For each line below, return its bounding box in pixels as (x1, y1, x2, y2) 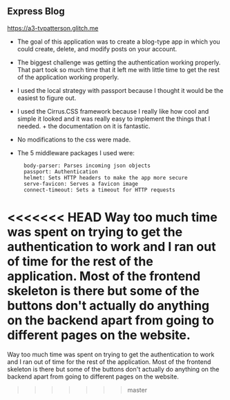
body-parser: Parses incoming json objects (23, 162, 151, 169)
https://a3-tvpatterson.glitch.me (7, 24, 99, 32)
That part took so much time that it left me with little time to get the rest (17, 65, 220, 73)
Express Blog (7, 6, 65, 17)
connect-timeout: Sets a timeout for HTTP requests (23, 186, 175, 193)
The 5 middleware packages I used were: (17, 148, 135, 157)
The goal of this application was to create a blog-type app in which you (17, 37, 220, 46)
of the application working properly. (17, 73, 119, 81)
